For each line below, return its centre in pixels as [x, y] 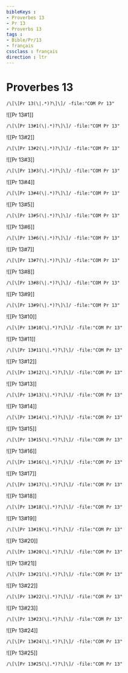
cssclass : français [32, 52]
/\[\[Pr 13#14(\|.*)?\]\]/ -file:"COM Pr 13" [64, 417]
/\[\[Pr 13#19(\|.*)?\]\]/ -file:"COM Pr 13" [64, 530]
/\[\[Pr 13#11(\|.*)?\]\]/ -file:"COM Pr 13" [64, 350]
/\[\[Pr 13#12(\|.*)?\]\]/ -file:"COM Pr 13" [64, 372]
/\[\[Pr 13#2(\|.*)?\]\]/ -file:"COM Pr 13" [63, 148]
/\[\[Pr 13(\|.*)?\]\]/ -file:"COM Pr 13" [60, 103]
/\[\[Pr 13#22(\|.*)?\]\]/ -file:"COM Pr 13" [64, 596]
